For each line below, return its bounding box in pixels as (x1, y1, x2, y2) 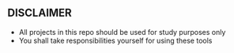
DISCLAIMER (7, 6, 72, 20)
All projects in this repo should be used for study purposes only (18, 27, 226, 36)
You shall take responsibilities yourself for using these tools (18, 36, 213, 45)
